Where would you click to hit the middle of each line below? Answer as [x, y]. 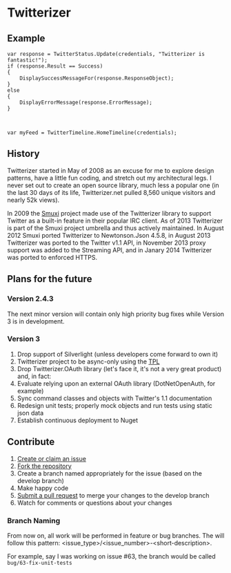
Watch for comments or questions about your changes [94, 502]
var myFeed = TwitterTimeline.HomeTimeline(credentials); [92, 133]
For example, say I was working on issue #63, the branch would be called [111, 556]
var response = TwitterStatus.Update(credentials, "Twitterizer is [106, 54]
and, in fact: [34, 376]
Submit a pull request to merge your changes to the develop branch [113, 495]
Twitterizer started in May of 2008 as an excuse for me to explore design [111, 170]
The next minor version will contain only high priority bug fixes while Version [116, 314]
